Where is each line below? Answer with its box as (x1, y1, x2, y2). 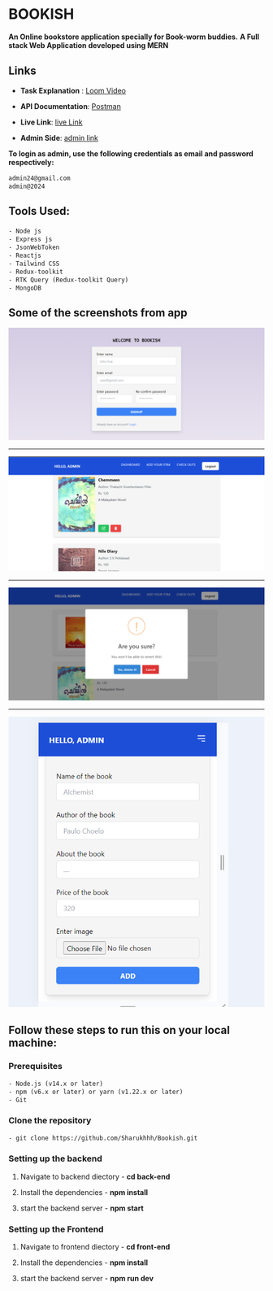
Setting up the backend (8, 1153, 103, 1164)
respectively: (8, 157, 54, 167)
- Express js (8, 235, 53, 243)
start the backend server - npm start (19, 1203, 144, 1213)
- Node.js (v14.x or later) (8, 1079, 104, 1088)
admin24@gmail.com (8, 174, 71, 182)
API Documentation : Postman (19, 101, 122, 111)
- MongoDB (8, 284, 42, 292)
